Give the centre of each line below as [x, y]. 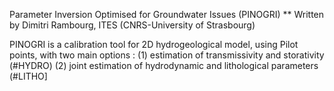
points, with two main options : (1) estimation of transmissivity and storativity [167, 55]
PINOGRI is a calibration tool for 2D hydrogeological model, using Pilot [154, 44]
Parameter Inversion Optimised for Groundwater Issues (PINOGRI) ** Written [167, 14]
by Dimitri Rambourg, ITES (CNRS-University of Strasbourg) [132, 25]
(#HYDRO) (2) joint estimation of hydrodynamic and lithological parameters [164, 65]
